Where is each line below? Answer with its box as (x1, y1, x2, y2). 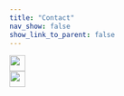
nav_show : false (9, 22, 71, 31)
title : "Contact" (9, 13, 75, 23)
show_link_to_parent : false (9, 30, 116, 39)
